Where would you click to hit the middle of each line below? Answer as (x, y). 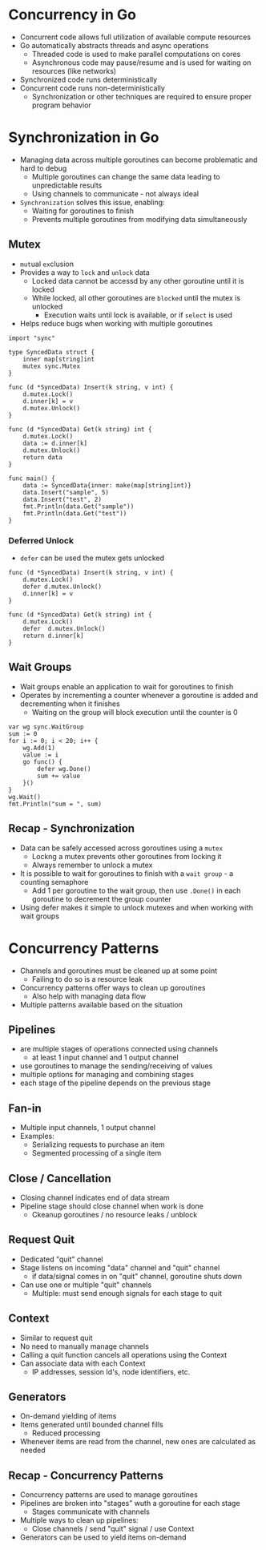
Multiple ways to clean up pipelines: (79, 1520)
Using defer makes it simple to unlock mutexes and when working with (137, 907)
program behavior (62, 105)
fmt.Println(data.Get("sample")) (79, 507)
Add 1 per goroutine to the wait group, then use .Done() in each (136, 890)
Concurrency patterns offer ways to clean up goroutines (113, 987)
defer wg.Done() (64, 769)
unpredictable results (67, 185)
